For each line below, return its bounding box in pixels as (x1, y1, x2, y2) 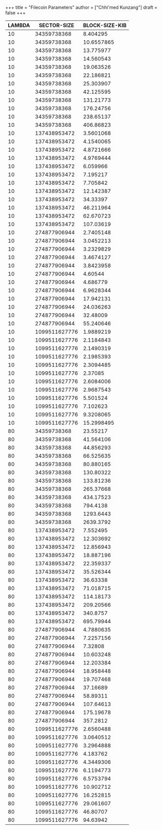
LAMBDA (8, 22, 31, 29)
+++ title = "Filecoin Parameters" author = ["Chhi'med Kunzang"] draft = (5, 5, 158, 10)
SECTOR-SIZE (39, 22, 75, 29)
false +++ (5, 10, 26, 16)
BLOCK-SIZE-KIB (83, 22, 127, 29)
